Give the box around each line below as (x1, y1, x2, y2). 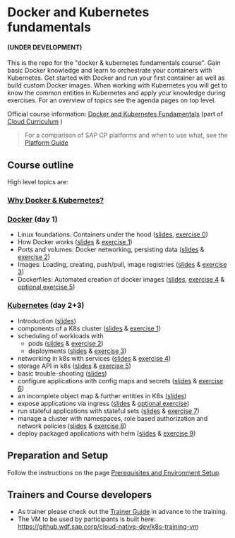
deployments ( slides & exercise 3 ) (28, 347, 127, 355)
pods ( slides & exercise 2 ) (28, 339, 104, 347)
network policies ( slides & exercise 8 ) (17, 422, 127, 430)
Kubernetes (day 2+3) (7, 301, 85, 311)
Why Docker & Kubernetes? (7, 196, 104, 205)
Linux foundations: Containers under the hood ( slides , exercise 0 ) (17, 230, 208, 239)
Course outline (7, 159, 74, 171)
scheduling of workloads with (17, 331, 104, 340)
